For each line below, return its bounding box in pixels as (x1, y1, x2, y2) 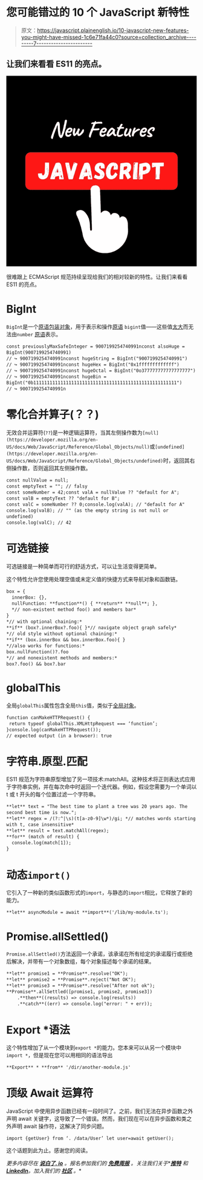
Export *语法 (6, 1023, 71, 1037)
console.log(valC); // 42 (6, 520, 71, 526)
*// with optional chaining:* (6, 618, 83, 625)
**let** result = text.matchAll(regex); (6, 828, 110, 834)
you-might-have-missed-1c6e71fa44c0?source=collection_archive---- (21, 33, 196, 41)
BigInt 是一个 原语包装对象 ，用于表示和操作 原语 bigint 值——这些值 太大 (6, 323, 183, 330)
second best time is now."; (6, 810, 77, 816)
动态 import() (6, 868, 71, 882)
